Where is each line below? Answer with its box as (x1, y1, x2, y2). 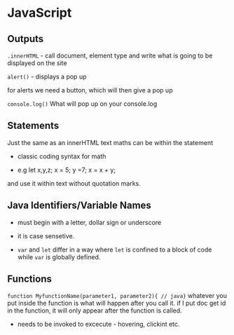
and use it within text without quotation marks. (7, 179, 142, 187)
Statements (7, 120, 60, 132)
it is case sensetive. (17, 231, 75, 240)
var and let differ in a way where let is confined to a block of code (17, 245, 212, 254)
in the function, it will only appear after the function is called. (7, 306, 182, 315)
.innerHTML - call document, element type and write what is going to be (7, 51, 213, 60)
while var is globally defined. (17, 252, 101, 261)
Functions (7, 273, 53, 285)
